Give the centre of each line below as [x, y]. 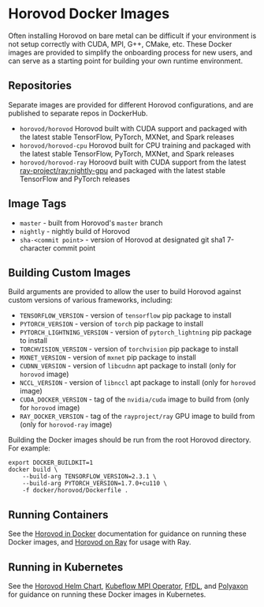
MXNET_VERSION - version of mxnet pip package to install [108, 357]
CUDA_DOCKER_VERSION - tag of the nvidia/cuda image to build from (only [134, 399]
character [35, 248]
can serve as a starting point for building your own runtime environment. [125, 61]
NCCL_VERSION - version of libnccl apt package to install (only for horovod [138, 383]
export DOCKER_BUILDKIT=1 [50, 463]
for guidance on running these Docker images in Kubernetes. [107, 594]
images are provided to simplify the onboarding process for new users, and [130, 52]
